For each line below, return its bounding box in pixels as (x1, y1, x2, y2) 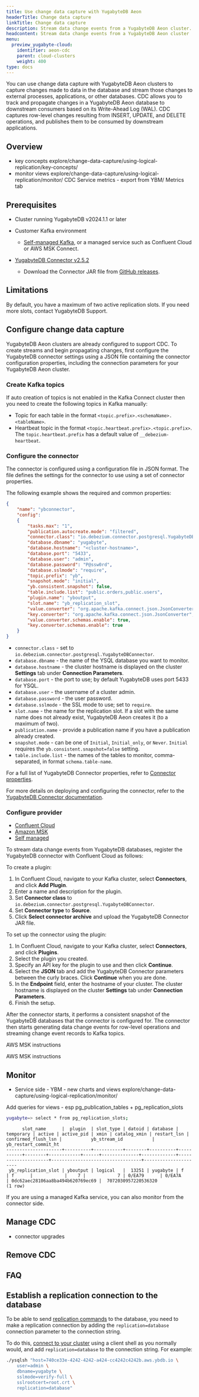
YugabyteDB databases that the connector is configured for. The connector (6, 1017, 191, 1024)
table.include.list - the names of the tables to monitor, (14, 752, 153, 759)
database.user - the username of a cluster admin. (14, 689, 136, 696)
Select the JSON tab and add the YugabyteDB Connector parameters (14, 968, 184, 975)
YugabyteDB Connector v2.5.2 (14, 257, 89, 263)
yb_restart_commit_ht (6, 1141, 60, 1147)
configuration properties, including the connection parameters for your (6, 359, 179, 366)
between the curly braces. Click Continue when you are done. (14, 974, 167, 981)
